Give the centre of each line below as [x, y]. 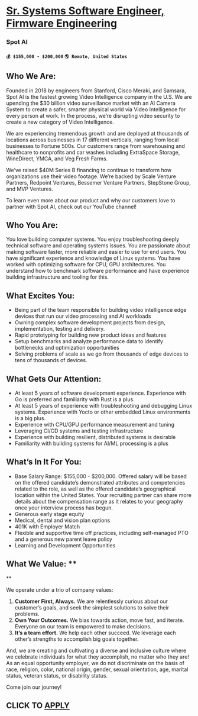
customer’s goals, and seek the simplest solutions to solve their [92, 607]
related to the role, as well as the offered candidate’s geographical [95, 489]
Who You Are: [32, 225]
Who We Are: [31, 76]
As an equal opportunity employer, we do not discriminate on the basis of [95, 663]
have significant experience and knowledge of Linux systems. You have [93, 258]
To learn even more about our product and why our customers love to [91, 200]
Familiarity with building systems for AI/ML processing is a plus [91, 443]
